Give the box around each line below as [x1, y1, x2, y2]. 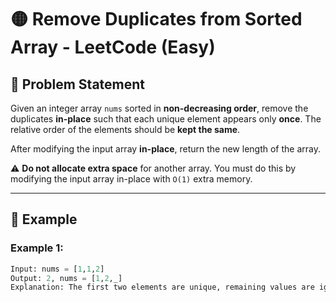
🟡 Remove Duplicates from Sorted [10, 8, 303, 31]
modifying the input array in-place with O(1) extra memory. [10, 173, 253, 185]
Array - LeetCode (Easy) [10, 36, 216, 59]
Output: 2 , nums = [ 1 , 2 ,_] [10, 273, 123, 283]
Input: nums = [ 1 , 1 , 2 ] [10, 264, 105, 274]
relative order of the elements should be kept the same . [10, 124, 241, 135]
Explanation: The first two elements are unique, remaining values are [10, 282, 315, 293]
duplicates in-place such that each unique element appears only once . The [10, 113, 322, 125]
